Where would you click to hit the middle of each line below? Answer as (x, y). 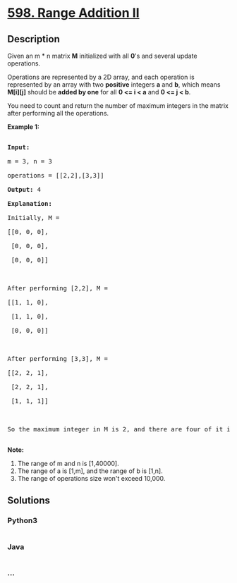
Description (34, 39)
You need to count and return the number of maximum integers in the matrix (118, 106)
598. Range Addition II (73, 13)
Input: (19, 147)
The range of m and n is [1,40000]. (68, 464)
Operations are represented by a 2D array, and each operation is (101, 77)
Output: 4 (24, 189)
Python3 (22, 521)
